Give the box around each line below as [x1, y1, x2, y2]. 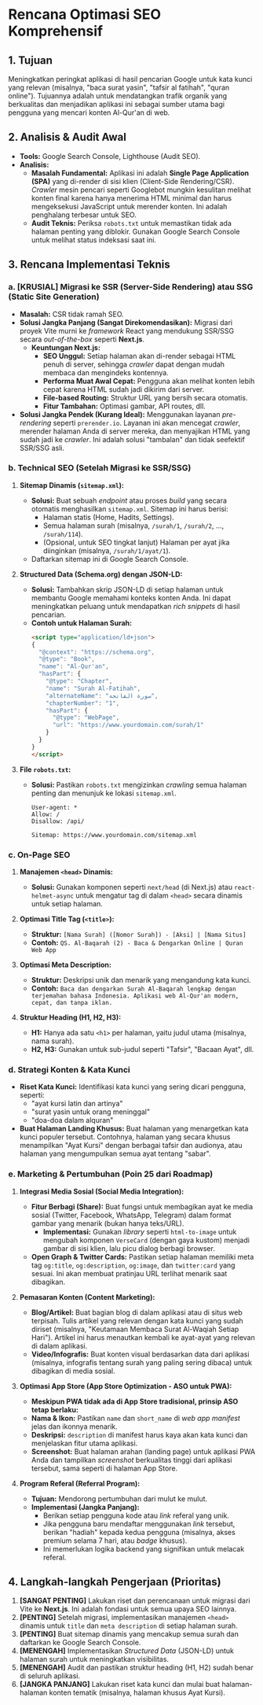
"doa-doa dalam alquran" [31, 1116, 114, 1125]
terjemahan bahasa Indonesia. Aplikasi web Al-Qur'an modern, [31, 991, 239, 1000]
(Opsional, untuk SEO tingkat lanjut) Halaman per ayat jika [42, 537, 230, 547]
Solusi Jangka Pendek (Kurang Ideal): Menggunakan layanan [19, 409, 221, 419]
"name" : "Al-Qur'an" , [38, 662, 110, 670]
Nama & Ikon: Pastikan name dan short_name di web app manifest [31, 1413, 241, 1423]
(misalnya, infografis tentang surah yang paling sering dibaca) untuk [31, 1357, 253, 1367]
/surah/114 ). [42, 529, 84, 538]
